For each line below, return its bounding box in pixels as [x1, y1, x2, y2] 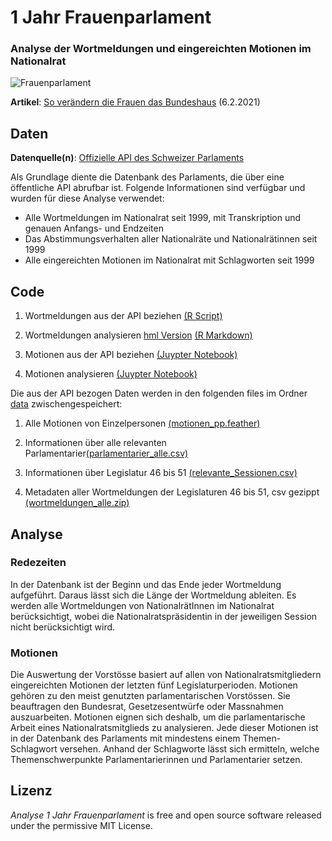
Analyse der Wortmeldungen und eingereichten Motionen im [10, 42, 312, 56]
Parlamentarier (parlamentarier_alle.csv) [24, 447, 189, 460]
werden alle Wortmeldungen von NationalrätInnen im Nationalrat [10, 599, 275, 611]
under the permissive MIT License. [10, 819, 153, 831]
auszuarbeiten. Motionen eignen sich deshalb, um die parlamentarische [10, 711, 306, 723]
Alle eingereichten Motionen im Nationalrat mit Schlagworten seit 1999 [24, 254, 315, 266]
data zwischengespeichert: [10, 398, 123, 410]
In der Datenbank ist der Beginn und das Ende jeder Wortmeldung [10, 578, 282, 590]
